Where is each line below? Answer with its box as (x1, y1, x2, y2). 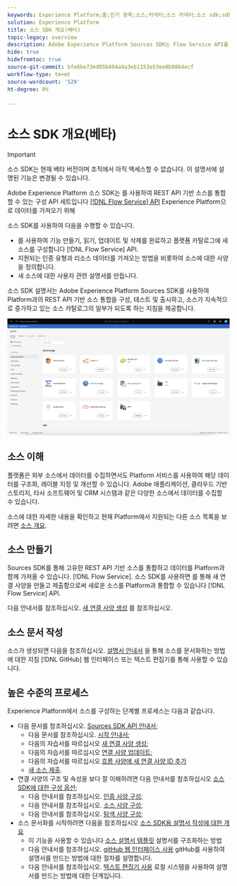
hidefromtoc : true (7, 56, 61, 63)
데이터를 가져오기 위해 (14, 207, 75, 215)
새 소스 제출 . (28, 765, 62, 774)
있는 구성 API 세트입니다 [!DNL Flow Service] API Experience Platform (22, 197, 221, 206)
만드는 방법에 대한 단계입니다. (41, 871, 123, 880)
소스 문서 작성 (7, 626, 63, 638)
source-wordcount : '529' (7, 78, 80, 85)
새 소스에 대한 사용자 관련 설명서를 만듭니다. (17, 271, 139, 280)
